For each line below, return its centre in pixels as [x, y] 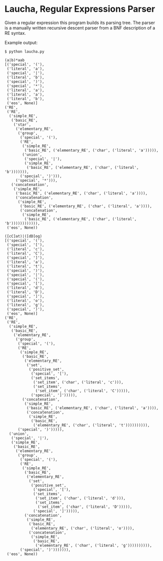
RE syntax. [15, 33]
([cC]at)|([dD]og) [23, 236]
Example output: [21, 42]
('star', [22, 124]
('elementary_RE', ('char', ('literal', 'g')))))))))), [94, 545]
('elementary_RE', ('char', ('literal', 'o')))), [82, 528]
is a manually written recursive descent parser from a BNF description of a [80, 27]
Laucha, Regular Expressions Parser [80, 9]
